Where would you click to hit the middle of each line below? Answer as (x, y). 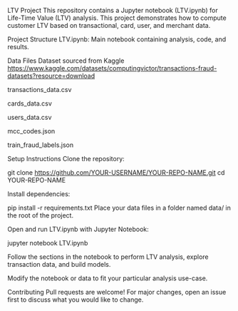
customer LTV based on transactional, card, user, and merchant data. (109, 25)
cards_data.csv (30, 103)
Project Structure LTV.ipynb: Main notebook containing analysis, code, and (117, 39)
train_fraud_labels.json (41, 145)
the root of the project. (40, 215)
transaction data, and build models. (59, 264)
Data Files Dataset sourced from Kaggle (66, 61)
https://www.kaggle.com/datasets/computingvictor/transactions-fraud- (112, 68)
